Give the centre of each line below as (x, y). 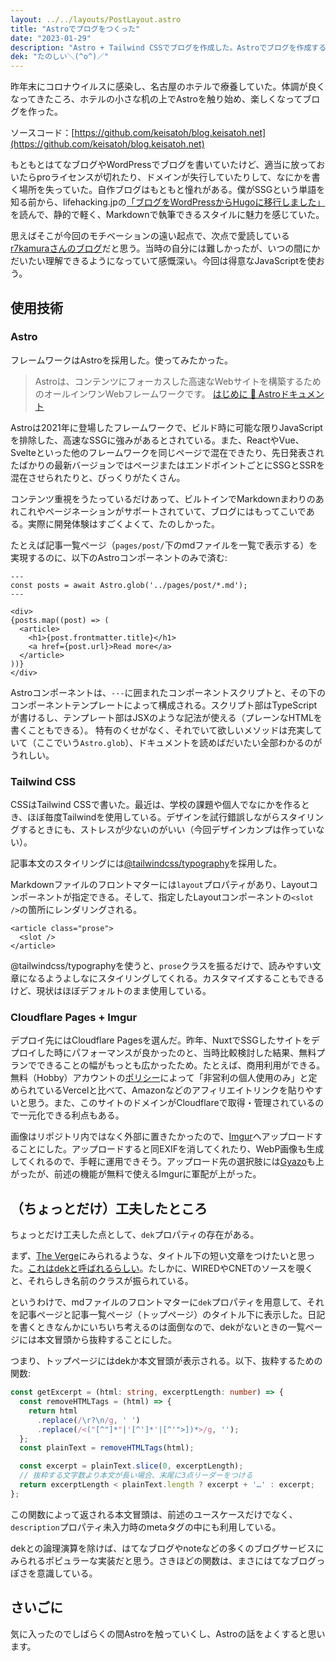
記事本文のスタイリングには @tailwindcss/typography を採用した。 (146, 863)
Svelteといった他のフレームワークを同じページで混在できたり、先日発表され (167, 452)
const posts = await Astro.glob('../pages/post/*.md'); (129, 585)
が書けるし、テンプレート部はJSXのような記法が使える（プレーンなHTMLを (166, 717)
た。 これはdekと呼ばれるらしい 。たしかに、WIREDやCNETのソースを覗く (162, 1268)
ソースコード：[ (42, 133)
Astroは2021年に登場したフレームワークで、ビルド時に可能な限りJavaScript (166, 427)
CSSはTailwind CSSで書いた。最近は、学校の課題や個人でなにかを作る (156, 805)
